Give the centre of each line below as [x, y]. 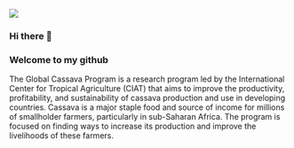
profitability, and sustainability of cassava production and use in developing [147, 98]
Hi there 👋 [31, 35]
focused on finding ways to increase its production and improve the [133, 126]
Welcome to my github [59, 59]
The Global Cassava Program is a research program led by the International [147, 79]
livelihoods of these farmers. [61, 136]
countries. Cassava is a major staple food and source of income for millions [147, 107]
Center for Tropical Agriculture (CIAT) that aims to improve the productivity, [147, 89]
